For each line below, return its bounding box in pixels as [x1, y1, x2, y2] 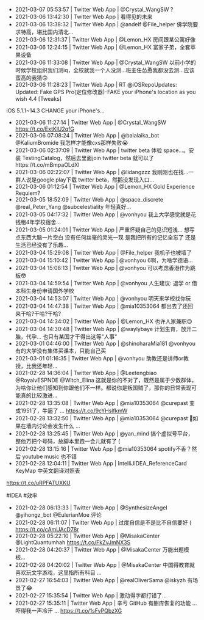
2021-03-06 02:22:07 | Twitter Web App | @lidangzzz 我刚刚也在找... [15, 169, 189, 175]
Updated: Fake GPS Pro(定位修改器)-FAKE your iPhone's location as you [15, 89, 196, 95]
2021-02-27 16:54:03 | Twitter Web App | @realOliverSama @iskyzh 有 [15, 577, 193, 583]
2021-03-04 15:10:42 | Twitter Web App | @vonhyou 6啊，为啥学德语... [15, 257, 193, 264]
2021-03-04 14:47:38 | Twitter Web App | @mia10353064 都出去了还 [15, 302, 188, 310]
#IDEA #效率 [6, 492, 38, 499]
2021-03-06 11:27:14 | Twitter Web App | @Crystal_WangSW [15, 119, 166, 126]
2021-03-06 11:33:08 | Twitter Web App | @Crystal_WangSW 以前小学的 [15, 59, 196, 66]
